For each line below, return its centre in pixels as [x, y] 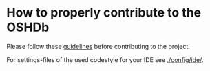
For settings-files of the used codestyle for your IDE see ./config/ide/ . [105, 59]
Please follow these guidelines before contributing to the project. [98, 46]
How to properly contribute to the [104, 13]
